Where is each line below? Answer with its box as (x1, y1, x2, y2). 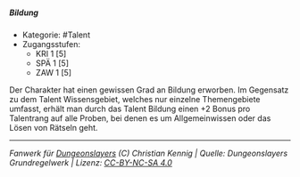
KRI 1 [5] (35, 48, 67, 59)
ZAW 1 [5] (35, 67, 72, 77)
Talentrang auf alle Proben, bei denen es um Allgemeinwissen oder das (9, 112, 271, 124)
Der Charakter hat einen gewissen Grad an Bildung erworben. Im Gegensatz (9, 84, 289, 95)
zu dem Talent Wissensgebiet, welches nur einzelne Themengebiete (9, 93, 261, 104)
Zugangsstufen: (21, 38, 81, 49)
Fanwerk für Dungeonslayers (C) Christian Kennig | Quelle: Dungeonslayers (9, 148, 288, 158)
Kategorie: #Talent (21, 29, 91, 40)
